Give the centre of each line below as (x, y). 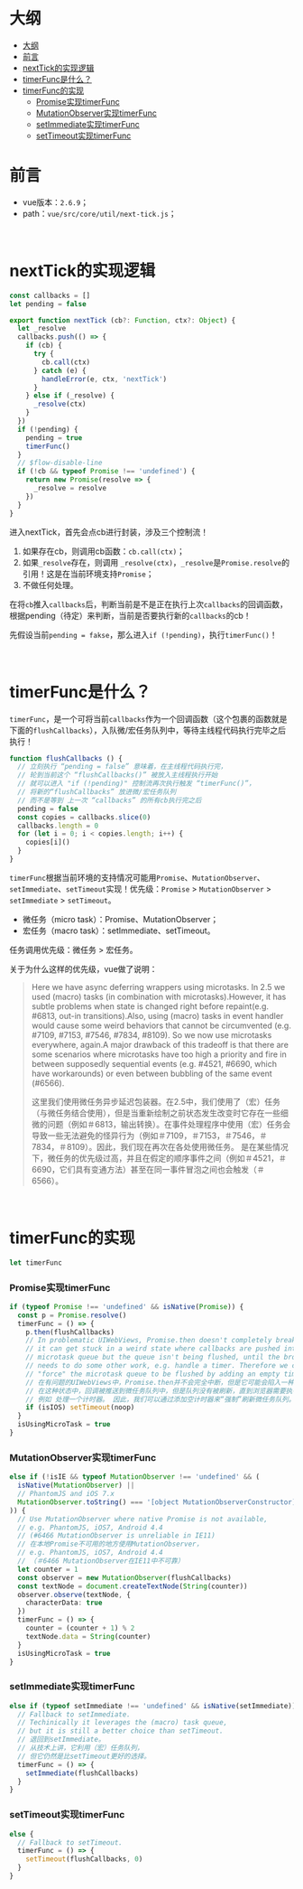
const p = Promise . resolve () (72, 1315)
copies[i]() (48, 842)
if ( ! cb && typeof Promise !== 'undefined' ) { (106, 472)
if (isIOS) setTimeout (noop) (80, 1407)
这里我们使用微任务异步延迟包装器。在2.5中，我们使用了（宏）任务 (156, 1101)
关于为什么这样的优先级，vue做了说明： (83, 968)
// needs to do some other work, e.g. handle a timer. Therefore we (157, 1366)
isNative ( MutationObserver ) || (76, 1486)
